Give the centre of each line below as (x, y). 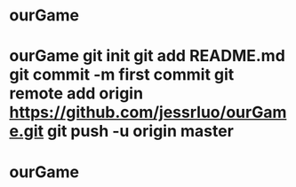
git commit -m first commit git (122, 75)
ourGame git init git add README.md (148, 56)
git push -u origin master (140, 132)
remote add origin (76, 93)
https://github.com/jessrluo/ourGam (148, 113)
